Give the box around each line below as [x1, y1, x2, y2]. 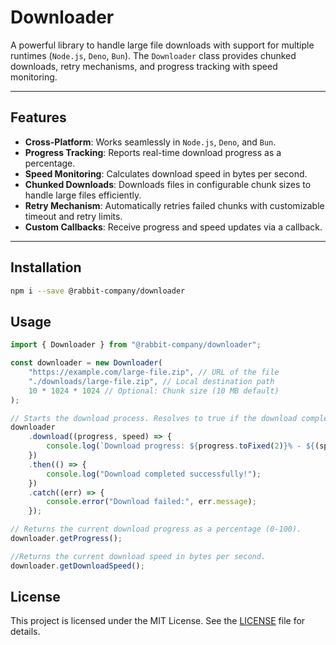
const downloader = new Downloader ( [10, 358, 163, 368]
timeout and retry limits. [24, 210, 123, 222]
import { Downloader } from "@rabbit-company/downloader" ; [10, 340, 262, 350]
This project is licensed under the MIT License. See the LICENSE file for [10, 615, 306, 627]
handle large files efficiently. [24, 189, 142, 201]
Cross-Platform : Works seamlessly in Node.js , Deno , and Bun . [24, 136, 277, 148]
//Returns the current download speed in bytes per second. [10, 551, 267, 561]
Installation [10, 259, 82, 276]
